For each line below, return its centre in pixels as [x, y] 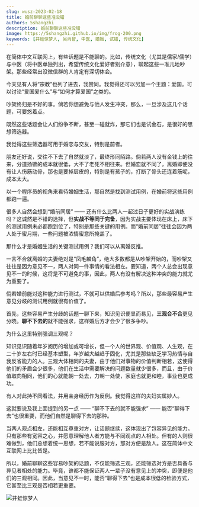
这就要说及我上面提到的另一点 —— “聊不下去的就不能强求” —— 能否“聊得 [96, 408]
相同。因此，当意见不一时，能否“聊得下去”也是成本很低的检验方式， [109, 478]
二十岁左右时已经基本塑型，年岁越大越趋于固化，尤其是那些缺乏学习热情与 [97, 354]
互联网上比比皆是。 [30, 450]
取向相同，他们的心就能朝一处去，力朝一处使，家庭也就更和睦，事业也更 [99, 376]
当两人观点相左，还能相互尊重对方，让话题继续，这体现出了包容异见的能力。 [99, 428]
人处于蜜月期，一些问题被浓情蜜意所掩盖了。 [61, 234]
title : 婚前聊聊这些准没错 [36, 17]
